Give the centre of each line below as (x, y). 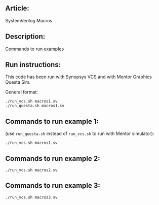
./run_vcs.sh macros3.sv (31, 197)
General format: (22, 92)
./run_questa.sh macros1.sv (35, 106)
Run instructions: (33, 65)
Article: (17, 8)
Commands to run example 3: (53, 185)
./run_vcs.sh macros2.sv (31, 170)
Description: (25, 37)
